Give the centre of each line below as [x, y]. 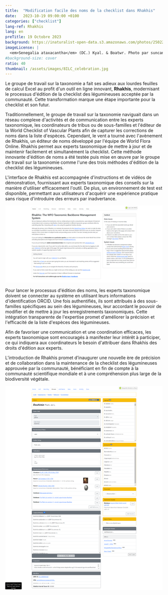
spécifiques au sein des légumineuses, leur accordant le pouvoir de [92, 307]
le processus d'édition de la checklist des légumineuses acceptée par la [79, 94]
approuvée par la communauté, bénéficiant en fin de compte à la [72, 369]
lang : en [14, 32]
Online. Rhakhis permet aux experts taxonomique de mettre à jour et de [79, 146]
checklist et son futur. [27, 105]
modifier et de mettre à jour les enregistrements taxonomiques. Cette [76, 312]
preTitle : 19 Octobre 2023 [33, 37]
